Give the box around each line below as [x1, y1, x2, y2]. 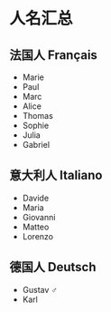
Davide [22, 192, 50, 203]
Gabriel [22, 140, 51, 150]
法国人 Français [9, 47, 97, 63]
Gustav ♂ [22, 284, 58, 295]
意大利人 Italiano [9, 168, 103, 183]
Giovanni [22, 211, 56, 222]
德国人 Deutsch [9, 259, 97, 275]
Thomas [22, 111, 54, 121]
